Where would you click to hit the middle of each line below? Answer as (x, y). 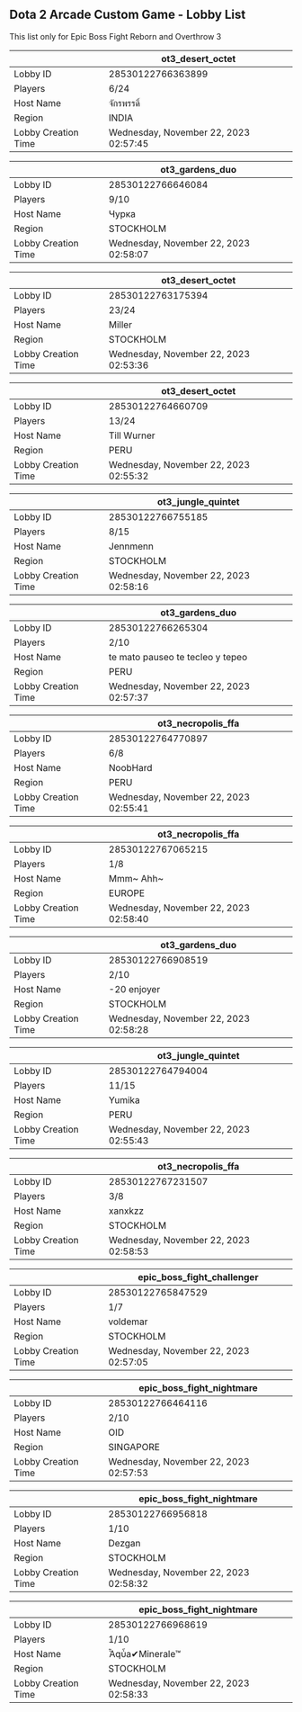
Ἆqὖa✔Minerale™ (145, 1654)
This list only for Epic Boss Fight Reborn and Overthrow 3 (115, 36)
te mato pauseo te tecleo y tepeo (178, 657)
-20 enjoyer (134, 989)
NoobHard (130, 767)
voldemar (128, 1322)
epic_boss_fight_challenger (198, 1277)
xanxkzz (126, 1211)
